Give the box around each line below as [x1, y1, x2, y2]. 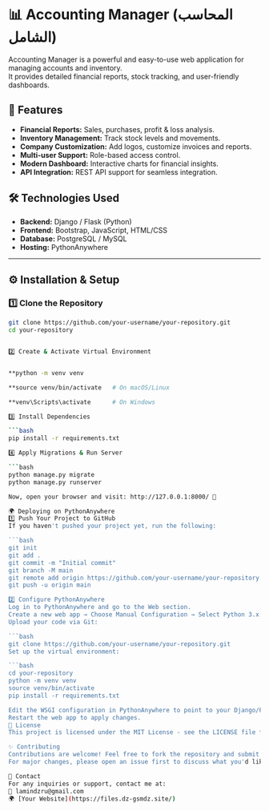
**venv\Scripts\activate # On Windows [8, 397, 156, 406]
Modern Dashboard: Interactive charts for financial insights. [19, 159, 219, 168]
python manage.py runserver [8, 478, 102, 486]
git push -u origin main [8, 581, 91, 589]
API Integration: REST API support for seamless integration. [19, 167, 218, 176]
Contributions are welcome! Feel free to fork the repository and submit [8, 750, 260, 759]
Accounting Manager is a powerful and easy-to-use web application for [8, 54, 244, 64]
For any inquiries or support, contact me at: [8, 780, 167, 788]
